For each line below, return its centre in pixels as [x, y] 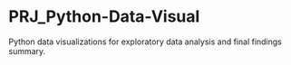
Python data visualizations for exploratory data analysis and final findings [145, 42]
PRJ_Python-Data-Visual [104, 17]
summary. [27, 51]
